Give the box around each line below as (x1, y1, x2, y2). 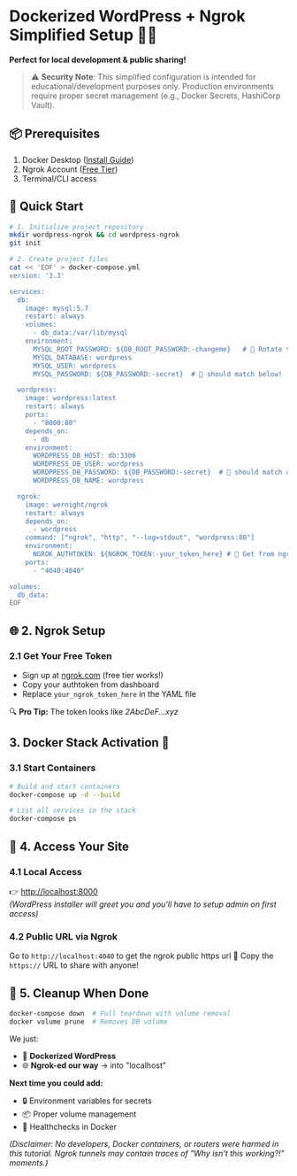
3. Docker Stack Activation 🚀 (9, 735, 170, 750)
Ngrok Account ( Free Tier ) (21, 164, 118, 174)
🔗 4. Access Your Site (9, 839, 130, 854)
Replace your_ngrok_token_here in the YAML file (21, 689, 197, 699)
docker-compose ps (9, 815, 77, 824)
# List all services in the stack (9, 806, 137, 816)
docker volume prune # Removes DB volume (9, 1017, 168, 1026)
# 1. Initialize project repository (9, 222, 144, 231)
